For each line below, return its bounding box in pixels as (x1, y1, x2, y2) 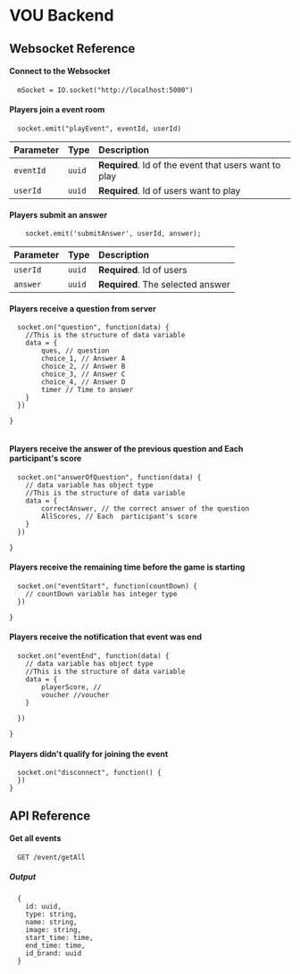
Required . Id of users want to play (97, 184, 241, 196)
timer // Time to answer (41, 386, 134, 395)
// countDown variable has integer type (25, 589, 178, 598)
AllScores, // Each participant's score (41, 512, 198, 520)
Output (9, 871, 37, 882)
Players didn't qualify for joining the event (9, 748, 169, 759)
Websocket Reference (9, 41, 136, 56)
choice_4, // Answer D (41, 378, 126, 387)
